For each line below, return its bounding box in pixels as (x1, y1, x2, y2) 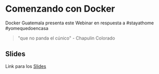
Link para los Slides (5, 63, 46, 69)
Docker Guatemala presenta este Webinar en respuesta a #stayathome (5, 20, 154, 26)
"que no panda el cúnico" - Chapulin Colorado (17, 35, 116, 41)
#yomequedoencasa (5, 25, 48, 31)
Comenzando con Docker (5, 3, 115, 15)
